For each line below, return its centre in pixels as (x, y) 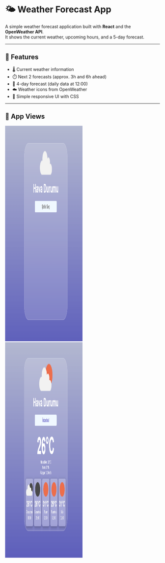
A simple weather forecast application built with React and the (68, 26)
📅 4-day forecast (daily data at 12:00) (50, 84)
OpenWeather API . (25, 32)
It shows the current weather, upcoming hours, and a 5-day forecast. (75, 37)
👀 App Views (25, 116)
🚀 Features (22, 57)
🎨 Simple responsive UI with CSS (45, 96)
